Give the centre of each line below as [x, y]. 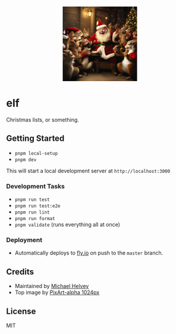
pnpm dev [26, 160]
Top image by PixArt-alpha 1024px [57, 292]
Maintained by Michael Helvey [52, 286]
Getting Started [35, 139]
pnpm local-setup [36, 153]
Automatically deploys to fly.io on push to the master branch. [89, 253]
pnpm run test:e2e [37, 206]
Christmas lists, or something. [43, 119]
